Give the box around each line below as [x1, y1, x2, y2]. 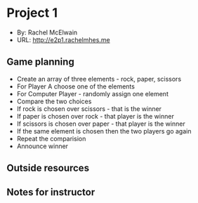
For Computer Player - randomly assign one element [16, 89, 169, 98]
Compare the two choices [16, 97, 92, 105]
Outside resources [6, 162, 89, 174]
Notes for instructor [6, 186, 95, 198]
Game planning [6, 56, 74, 68]
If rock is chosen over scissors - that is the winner [16, 104, 162, 113]
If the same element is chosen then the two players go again [16, 126, 192, 135]
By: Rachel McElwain [16, 28, 78, 37]
